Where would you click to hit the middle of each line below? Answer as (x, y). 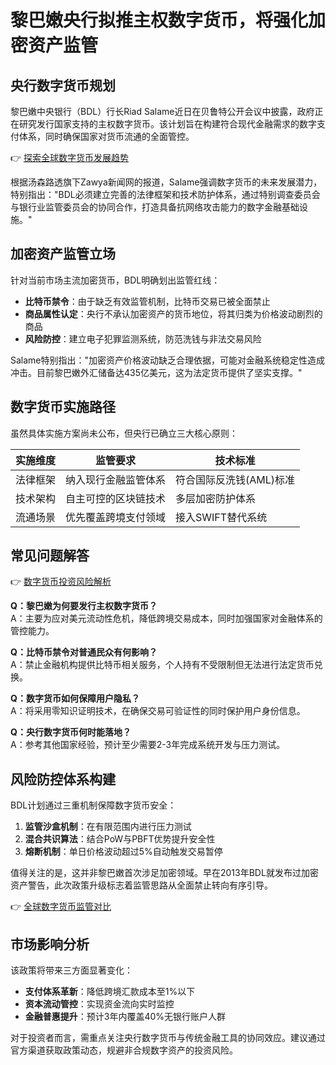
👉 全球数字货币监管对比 (61, 907)
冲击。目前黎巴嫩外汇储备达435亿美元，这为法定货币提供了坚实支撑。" (156, 372)
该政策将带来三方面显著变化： (71, 970)
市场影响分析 (50, 944)
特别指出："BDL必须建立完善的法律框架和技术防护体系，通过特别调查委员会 (165, 194)
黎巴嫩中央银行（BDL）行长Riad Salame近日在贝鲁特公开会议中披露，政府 (162, 111)
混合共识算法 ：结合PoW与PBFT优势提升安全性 (120, 839)
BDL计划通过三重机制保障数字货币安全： (93, 805)
